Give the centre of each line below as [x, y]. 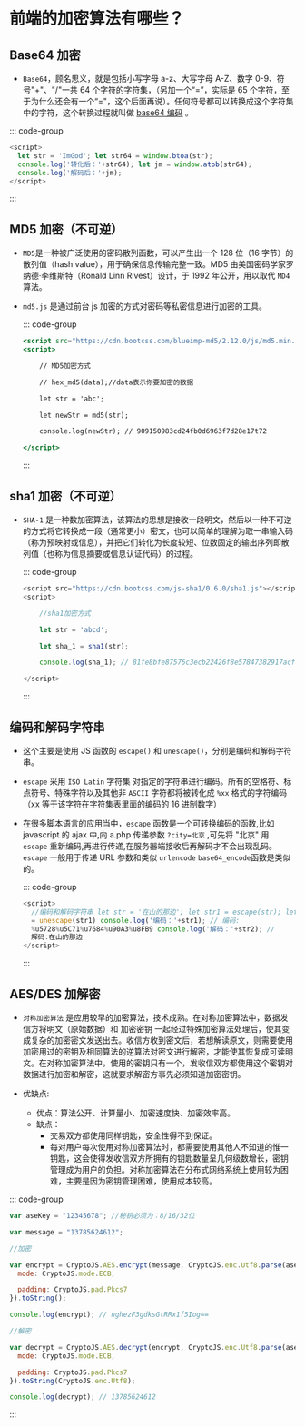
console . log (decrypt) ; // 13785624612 [83, 1397]
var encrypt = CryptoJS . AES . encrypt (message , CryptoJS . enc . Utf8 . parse [146, 1265]
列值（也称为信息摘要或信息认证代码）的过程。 [110, 554]
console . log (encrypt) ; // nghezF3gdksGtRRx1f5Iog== [109, 1315]
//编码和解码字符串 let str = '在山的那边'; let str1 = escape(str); [157, 912]
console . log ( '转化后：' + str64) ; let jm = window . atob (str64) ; [135, 164]
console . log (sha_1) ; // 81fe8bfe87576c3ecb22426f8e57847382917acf [167, 663]
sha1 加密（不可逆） [66, 496]
